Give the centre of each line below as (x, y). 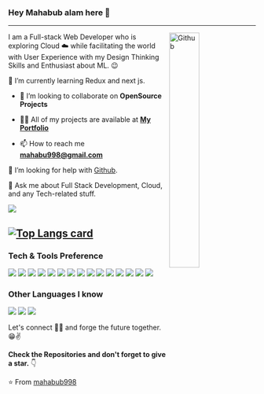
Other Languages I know (56, 294)
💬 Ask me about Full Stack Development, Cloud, (85, 186)
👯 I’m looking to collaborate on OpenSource (91, 96)
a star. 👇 (22, 363)
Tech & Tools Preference (56, 256)
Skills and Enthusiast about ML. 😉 (63, 65)
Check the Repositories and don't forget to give (87, 355)
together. (147, 328)
